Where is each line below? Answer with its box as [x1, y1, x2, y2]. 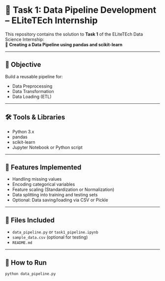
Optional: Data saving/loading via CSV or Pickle [12, 197, 109, 203]
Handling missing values [12, 176, 62, 182]
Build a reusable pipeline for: [5, 73, 63, 79]
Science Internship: [5, 36, 44, 42]
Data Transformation [12, 88, 54, 94]
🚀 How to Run [5, 258, 47, 267]
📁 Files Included [5, 216, 55, 224]
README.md [12, 241, 33, 246]
